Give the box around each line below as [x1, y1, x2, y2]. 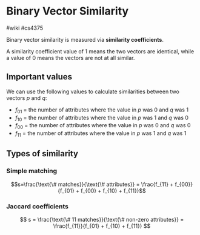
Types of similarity [6, 148, 79, 159]
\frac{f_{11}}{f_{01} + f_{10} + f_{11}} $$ [53, 222, 151, 230]
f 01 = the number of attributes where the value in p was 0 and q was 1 [15, 106, 189, 114]
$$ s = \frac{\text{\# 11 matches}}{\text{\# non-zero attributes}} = [19, 216, 184, 223]
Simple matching [6, 167, 58, 175]
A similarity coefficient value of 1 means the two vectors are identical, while [6, 47, 195, 55]
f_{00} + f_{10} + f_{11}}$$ [81, 187, 147, 194]
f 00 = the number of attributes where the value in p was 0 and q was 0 [15, 122, 191, 131]
